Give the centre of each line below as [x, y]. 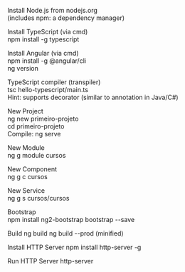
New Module [26, 148]
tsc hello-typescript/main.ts [48, 90]
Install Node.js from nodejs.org [53, 10]
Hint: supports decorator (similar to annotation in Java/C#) [93, 97]
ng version [23, 68]
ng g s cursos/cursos [38, 198]
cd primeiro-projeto [36, 126]
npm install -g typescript [43, 39]
